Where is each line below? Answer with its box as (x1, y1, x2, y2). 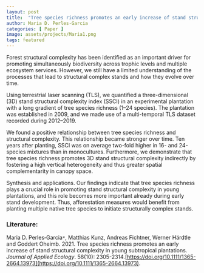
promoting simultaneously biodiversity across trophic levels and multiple (6, 60, 188, 67)
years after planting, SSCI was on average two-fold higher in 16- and (6, 142, 178, 149)
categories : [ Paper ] (6, 25, 64, 32)
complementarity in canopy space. (6, 167, 93, 175)
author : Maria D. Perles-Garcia (6, 20, 88, 26)
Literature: (6, 220, 38, 228)
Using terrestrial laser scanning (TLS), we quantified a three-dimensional (6, 92, 188, 98)
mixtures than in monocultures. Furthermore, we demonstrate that (27, 148, 192, 155)
